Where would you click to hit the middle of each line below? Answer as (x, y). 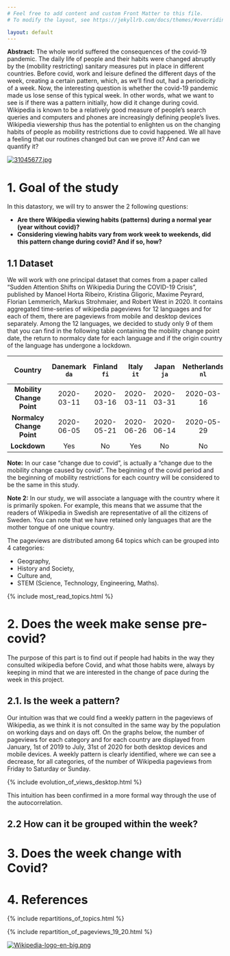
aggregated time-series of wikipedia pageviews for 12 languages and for (110, 309)
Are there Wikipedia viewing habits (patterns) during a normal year (114, 220)
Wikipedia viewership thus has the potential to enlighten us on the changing (114, 125)
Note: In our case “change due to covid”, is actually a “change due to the (110, 463)
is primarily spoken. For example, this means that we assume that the (105, 506)
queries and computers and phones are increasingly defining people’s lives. (114, 117)
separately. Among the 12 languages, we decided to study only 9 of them (110, 324)
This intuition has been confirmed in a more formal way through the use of (112, 795)
